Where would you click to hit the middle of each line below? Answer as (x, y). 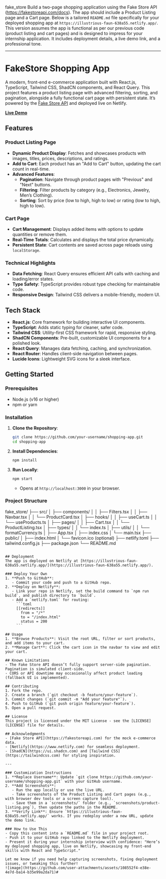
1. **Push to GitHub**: (30, 578)
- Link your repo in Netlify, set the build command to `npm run (80, 591)
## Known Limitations (27, 660)
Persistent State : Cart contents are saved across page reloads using (82, 245)
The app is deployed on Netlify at (42, 561)
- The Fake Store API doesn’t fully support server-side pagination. (78, 665)
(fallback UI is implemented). (37, 677)
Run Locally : (25, 469)
